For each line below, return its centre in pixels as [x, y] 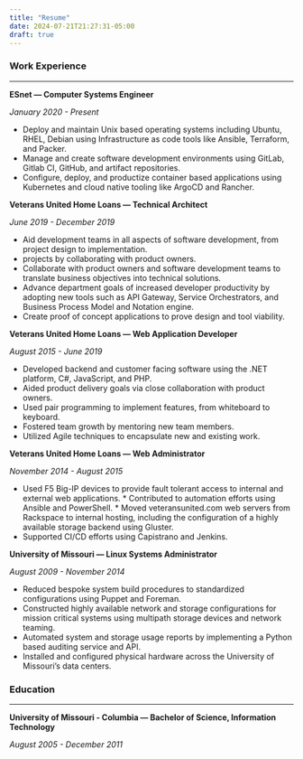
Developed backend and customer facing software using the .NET [145, 369]
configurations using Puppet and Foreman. [102, 598]
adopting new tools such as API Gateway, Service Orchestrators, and [151, 297]
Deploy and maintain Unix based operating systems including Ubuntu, [152, 129]
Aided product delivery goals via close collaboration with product [143, 388]
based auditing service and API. [82, 646]
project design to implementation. [85, 248]
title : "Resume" [40, 18]
